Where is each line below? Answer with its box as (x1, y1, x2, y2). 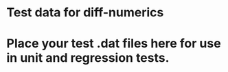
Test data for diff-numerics (6, 5, 164, 20)
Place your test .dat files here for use (6, 36, 221, 52)
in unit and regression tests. (6, 50, 170, 66)
